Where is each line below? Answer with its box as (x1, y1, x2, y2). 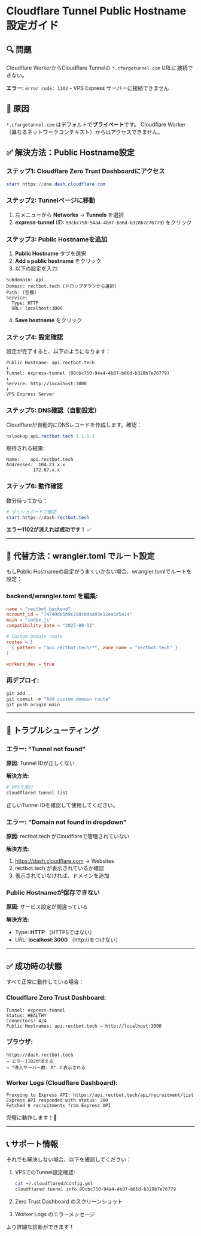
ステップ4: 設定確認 (6, 333, 63, 341)
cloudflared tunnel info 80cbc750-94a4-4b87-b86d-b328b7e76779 (14, 1186, 176, 1192)
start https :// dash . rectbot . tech (6, 514, 90, 520)
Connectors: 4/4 (6, 1018, 47, 1024)
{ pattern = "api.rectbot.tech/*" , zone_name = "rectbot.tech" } (11, 644, 178, 650)
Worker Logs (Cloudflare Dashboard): (6, 1078, 118, 1087)
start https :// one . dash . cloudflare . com (6, 181, 106, 187)
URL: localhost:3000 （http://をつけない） (14, 936, 121, 943)
